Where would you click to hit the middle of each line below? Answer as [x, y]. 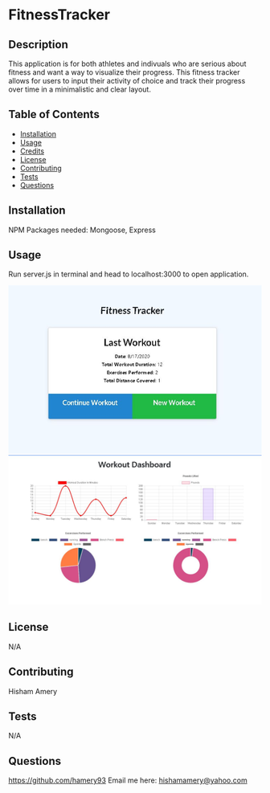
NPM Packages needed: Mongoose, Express [82, 230]
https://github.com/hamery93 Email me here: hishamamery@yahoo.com [128, 780]
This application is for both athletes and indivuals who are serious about [127, 63]
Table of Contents [54, 114]
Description [38, 45]
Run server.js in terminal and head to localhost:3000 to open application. [129, 274]
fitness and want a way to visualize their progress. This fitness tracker [124, 72]
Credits [32, 151]
